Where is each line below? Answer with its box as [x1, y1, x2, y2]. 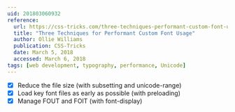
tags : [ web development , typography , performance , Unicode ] [7, 62, 187, 69]
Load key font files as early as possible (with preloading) [17, 88, 180, 97]
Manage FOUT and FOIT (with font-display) [17, 97, 143, 105]
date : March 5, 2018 [13, 49, 73, 56]
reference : [7, 17, 39, 24]
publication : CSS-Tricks [13, 42, 86, 49]
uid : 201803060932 [7, 10, 61, 17]
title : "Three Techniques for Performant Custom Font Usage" [13, 29, 196, 37]
